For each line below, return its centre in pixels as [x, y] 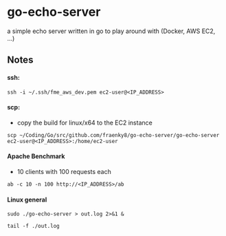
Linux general [27, 200]
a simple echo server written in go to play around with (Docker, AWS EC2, [111, 31]
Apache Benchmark [36, 156]
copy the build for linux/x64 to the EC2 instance [84, 122]
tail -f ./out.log [33, 226]
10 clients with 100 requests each [64, 171]
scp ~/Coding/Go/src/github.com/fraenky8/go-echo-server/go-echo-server [113, 135]
